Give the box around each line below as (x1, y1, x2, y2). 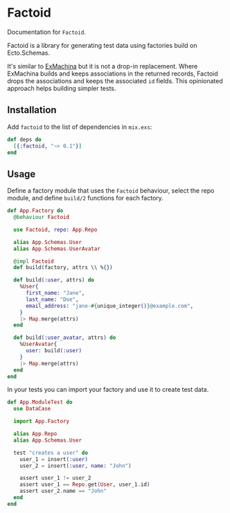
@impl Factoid (13, 258, 54, 265)
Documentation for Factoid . (7, 28, 87, 36)
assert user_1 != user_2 (19, 475, 91, 482)
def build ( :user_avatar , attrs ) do (13, 334, 116, 341)
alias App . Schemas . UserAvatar (13, 245, 100, 252)
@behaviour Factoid (13, 214, 70, 221)
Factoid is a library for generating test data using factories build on (7, 41, 197, 49)
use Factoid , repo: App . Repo (13, 226, 98, 233)
